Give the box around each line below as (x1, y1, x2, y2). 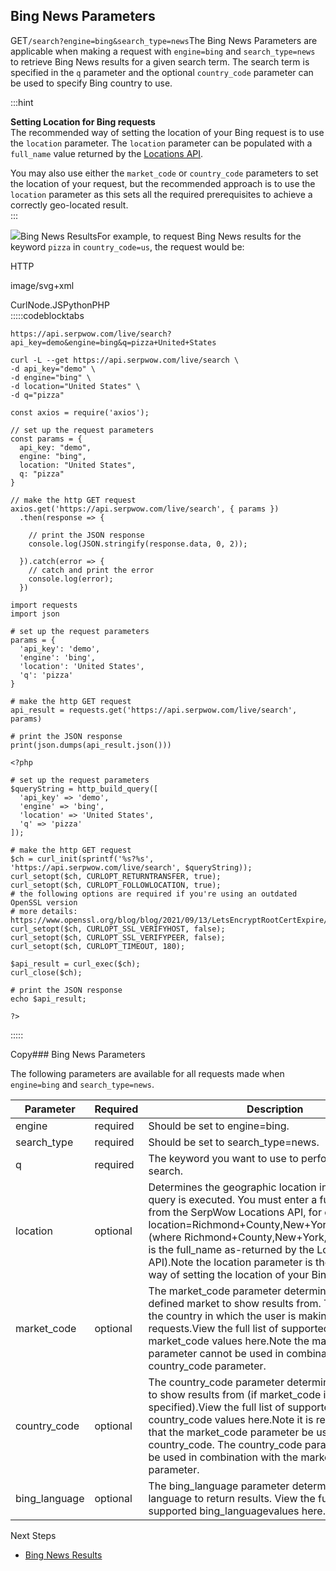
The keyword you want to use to (148, 1151, 299, 1165)
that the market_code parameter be (148, 1425, 314, 1439)
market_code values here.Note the (148, 1334, 310, 1348)
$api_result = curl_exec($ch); (10, 959, 141, 969)
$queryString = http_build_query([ (10, 784, 159, 794)
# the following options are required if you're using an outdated (10, 889, 298, 899)
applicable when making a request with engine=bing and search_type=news (10, 45, 316, 57)
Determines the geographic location (148, 1180, 317, 1194)
